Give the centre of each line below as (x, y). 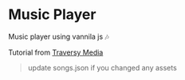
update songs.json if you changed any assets (102, 67)
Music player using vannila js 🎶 (59, 36)
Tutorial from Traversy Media (56, 52)
